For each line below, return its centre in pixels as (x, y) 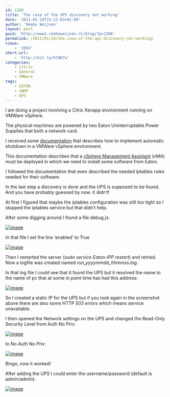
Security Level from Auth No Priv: (40, 324)
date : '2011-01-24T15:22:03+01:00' (43, 19)
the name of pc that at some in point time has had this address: (72, 278)
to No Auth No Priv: (26, 344)
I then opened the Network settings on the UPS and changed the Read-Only (85, 319)
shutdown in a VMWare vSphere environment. (54, 146)
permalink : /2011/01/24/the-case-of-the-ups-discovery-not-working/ (80, 39)
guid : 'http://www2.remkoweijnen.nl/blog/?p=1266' (60, 34)
